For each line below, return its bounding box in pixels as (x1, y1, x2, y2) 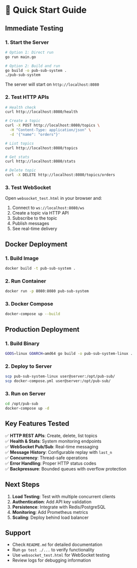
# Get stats (5, 155, 29, 159)
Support (5, 529, 31, 537)
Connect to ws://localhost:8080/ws (12, 205, 84, 211)
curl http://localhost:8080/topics (5, 145, 78, 151)
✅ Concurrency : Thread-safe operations (5, 455, 88, 461)
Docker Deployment (5, 240, 68, 248)
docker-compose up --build (5, 312, 60, 316)
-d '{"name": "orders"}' (9, 132, 60, 137)
